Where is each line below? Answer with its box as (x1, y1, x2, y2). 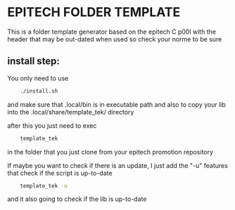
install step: (7, 55, 60, 67)
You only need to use (7, 74, 69, 82)
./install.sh (20, 87, 58, 95)
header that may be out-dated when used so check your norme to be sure (7, 34, 222, 43)
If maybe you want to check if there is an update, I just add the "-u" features (7, 161, 229, 169)
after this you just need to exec (7, 121, 97, 130)
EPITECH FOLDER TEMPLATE (7, 4, 181, 20)
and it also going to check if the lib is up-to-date (7, 195, 147, 204)
